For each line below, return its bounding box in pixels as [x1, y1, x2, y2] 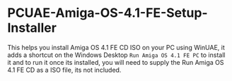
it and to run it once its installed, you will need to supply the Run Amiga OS [7, 58, 224, 66]
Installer [7, 20, 57, 36]
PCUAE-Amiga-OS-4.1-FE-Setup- [7, 5, 208, 21]
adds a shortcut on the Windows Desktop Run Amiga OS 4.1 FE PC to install [7, 51, 226, 59]
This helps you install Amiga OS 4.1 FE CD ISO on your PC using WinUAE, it [7, 43, 225, 51]
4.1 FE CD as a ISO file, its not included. [7, 66, 122, 74]
